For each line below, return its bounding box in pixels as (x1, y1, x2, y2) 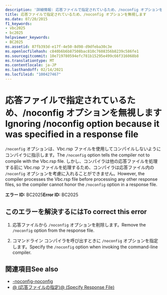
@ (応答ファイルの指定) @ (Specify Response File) (12, 284, 115, 291)
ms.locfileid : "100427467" (5, 72, 61, 77)
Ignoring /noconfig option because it (5, 118, 160, 130)
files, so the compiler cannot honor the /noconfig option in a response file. (5, 181, 158, 187)
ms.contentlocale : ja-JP (5, 63, 57, 68)
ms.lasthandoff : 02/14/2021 (5, 68, 64, 73)
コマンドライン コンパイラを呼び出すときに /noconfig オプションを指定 (12, 237, 159, 243)
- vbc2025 (5, 26, 26, 31)
